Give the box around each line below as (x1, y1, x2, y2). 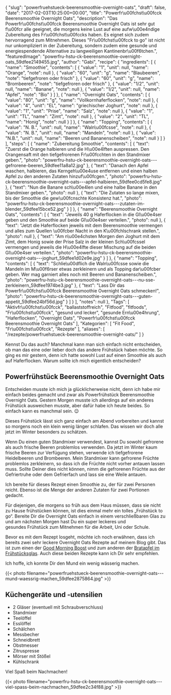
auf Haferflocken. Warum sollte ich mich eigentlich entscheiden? (5, 358, 141, 364)
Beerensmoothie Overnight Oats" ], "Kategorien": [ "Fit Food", (5, 321, 135, 326)
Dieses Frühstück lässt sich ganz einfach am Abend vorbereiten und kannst (5, 418, 164, 424)
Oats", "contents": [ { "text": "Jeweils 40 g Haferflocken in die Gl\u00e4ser (5, 211, 162, 217)
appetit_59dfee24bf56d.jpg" (5, 299, 65, 305)
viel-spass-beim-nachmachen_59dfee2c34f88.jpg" (5, 684, 114, 690)
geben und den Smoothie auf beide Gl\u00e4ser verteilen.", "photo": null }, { (5, 217, 166, 223)
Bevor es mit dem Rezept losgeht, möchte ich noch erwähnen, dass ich (5, 533, 155, 540)
